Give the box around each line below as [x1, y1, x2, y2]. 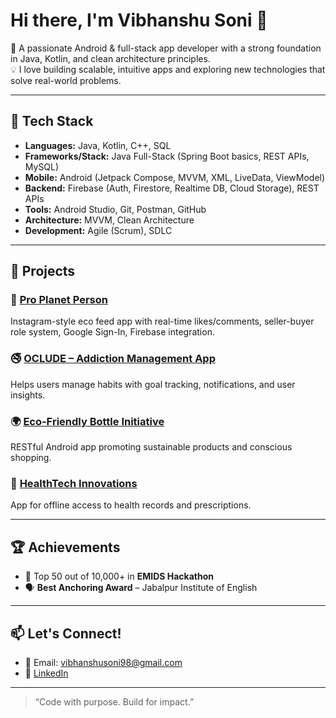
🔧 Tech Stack [10, 113, 94, 130]
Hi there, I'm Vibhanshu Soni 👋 [10, 9, 268, 32]
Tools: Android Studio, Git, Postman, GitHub [24, 203, 207, 215]
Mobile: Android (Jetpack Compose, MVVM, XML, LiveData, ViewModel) [24, 171, 326, 183]
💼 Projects [10, 263, 76, 280]
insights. [10, 389, 46, 401]
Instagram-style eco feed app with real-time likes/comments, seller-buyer [10, 315, 315, 328]
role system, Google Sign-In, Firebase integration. [10, 326, 215, 338]
